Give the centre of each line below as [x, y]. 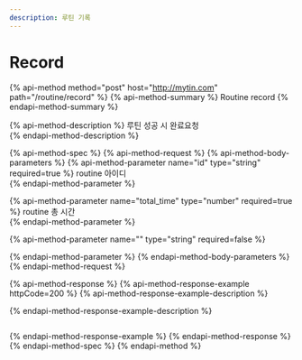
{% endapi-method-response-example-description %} [111, 310]
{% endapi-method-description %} [74, 135]
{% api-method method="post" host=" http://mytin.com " [114, 88]
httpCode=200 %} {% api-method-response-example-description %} [139, 293]
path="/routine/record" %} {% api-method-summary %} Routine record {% [149, 97]
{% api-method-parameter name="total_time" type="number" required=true [151, 200]
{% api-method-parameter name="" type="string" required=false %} [137, 239]
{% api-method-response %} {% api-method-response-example [129, 283]
